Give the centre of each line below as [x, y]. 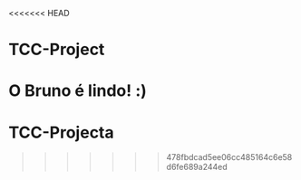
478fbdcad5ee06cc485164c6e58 [229, 157]
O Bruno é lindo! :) [78, 91]
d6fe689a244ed [197, 167]
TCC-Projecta [61, 133]
